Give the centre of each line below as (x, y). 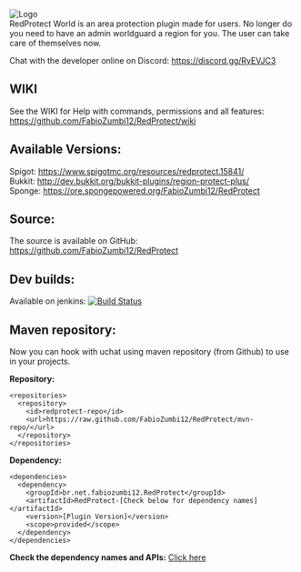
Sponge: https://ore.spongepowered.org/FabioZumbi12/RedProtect (135, 190)
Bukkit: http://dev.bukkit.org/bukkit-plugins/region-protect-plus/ (130, 181)
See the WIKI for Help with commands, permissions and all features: (137, 111)
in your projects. (40, 361)
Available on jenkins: (48, 301)
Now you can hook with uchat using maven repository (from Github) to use (149, 352)
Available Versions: (65, 150)
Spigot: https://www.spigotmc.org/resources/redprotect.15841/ (127, 171)
